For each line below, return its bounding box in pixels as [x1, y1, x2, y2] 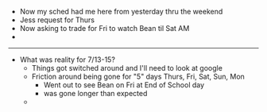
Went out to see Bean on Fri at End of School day [43, 80, 205, 90]
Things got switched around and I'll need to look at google [31, 64, 222, 72]
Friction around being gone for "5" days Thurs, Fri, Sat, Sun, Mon [31, 71, 245, 81]
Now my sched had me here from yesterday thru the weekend [19, 7, 223, 16]
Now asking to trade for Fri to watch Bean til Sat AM [19, 24, 190, 33]
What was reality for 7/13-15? [19, 55, 115, 64]
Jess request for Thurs [19, 15, 95, 25]
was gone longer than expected [43, 89, 148, 98]
